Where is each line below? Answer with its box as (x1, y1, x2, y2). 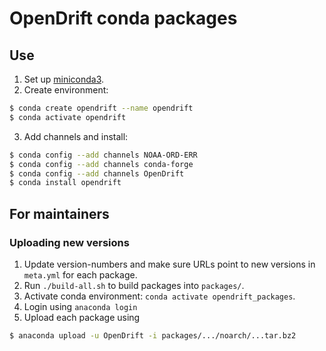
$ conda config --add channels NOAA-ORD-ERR (9, 150, 198, 160)
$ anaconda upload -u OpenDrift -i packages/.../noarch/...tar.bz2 (9, 330, 297, 341)
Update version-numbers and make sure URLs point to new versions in (23, 258, 316, 270)
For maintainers (9, 205, 110, 222)
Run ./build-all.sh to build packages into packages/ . (23, 279, 245, 291)
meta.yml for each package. (23, 268, 138, 281)
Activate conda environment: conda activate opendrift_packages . (23, 290, 296, 302)
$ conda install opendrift (9, 178, 122, 188)
